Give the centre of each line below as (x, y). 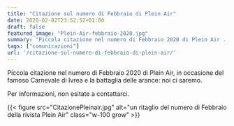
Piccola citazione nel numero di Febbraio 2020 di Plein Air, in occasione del (116, 72)
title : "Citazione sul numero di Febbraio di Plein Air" (92, 14)
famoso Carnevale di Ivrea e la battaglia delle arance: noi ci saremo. (105, 80)
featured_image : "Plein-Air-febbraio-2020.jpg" (78, 33)
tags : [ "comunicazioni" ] (43, 46)
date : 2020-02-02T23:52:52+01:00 (56, 20)
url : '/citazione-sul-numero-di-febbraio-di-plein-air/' (92, 53)
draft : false (26, 27)
